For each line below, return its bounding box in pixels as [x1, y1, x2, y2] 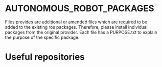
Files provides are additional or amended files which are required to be [5, 19, 148, 25]
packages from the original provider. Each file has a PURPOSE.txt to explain [5, 29, 158, 35]
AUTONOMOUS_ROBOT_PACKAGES [5, 3, 154, 14]
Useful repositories [5, 51, 85, 63]
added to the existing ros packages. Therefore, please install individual [5, 24, 148, 30]
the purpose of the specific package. [5, 34, 80, 40]
